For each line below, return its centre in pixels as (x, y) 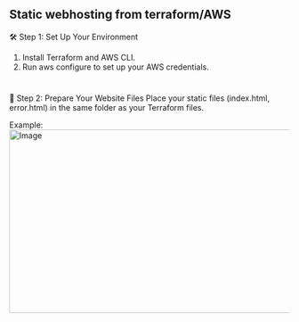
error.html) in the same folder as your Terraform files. (107, 107)
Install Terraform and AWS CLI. (79, 57)
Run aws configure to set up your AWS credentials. (115, 67)
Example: (26, 125)
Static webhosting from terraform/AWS (120, 15)
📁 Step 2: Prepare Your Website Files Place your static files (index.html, (140, 98)
